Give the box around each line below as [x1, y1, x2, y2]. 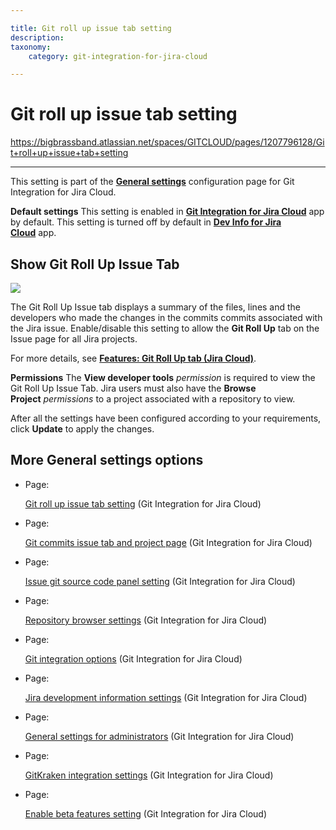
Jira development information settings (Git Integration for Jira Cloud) [24, 691, 308, 703]
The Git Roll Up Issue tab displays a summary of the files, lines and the [10, 301, 302, 313]
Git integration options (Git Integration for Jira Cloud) [24, 652, 243, 665]
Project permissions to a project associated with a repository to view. [10, 393, 296, 405]
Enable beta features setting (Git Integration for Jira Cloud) [24, 807, 267, 820]
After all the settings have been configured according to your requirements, [10, 412, 322, 424]
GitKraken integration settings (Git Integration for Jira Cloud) [24, 769, 274, 781]
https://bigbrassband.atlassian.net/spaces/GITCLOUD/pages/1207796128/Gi [10, 136, 325, 148]
